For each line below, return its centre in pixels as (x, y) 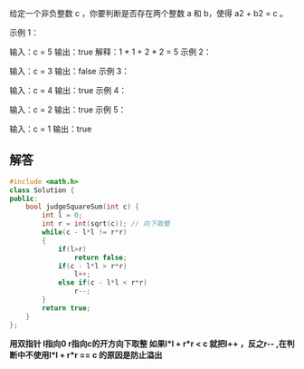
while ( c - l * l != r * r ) (85, 233)
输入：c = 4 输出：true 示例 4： (68, 90)
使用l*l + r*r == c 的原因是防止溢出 (98, 354)
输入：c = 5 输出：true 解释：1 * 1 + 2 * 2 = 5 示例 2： (110, 52)
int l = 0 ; (62, 216)
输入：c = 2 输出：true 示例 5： (68, 110)
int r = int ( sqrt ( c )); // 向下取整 (106, 224)
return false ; (100, 257)
